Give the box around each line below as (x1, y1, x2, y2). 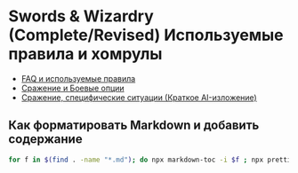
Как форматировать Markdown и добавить (8, 118, 260, 133)
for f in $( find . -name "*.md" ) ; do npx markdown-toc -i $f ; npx (8, 155, 264, 164)
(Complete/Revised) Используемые (8, 25, 284, 45)
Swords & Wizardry (8, 6, 155, 27)
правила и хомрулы (8, 44, 163, 64)
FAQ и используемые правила (20, 73, 136, 83)
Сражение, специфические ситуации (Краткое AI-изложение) (20, 91, 257, 103)
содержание (8, 131, 83, 147)
